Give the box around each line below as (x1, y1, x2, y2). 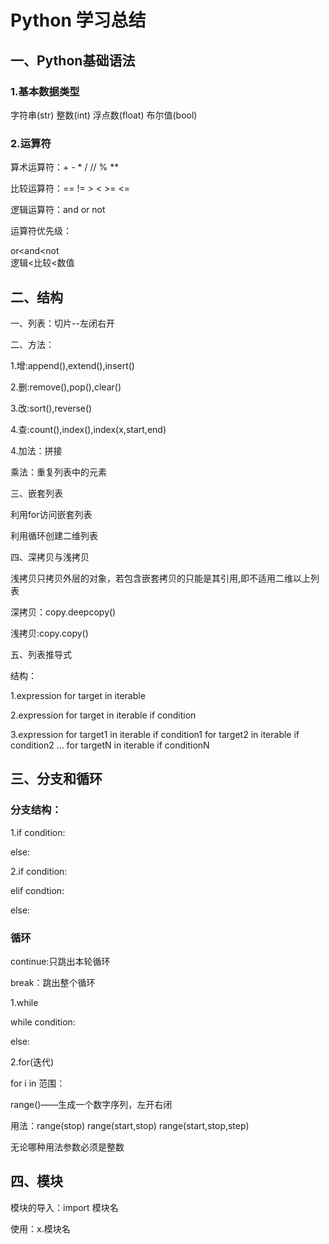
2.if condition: (10, 865, 68, 877)
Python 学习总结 (10, 9, 147, 32)
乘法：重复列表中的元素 (10, 466, 107, 478)
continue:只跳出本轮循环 (10, 955, 111, 967)
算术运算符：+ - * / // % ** (10, 161, 120, 173)
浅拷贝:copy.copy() (10, 627, 89, 639)
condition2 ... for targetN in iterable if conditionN (10, 739, 210, 751)
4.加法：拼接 (10, 444, 63, 456)
